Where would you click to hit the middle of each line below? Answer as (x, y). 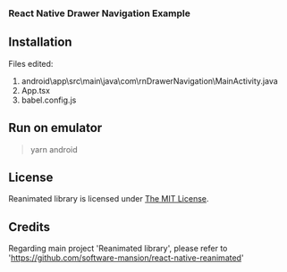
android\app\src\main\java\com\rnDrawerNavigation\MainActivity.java (149, 81)
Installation (40, 42)
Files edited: (31, 63)
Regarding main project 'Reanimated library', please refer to (118, 249)
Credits (30, 227)
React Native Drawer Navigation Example (100, 13)
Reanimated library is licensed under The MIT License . (109, 199)
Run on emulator (55, 128)
